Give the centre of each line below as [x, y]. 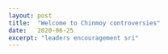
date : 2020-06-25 [41, 30]
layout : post [30, 15]
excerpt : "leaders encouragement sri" [73, 38]
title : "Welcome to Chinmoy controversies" [84, 23]
